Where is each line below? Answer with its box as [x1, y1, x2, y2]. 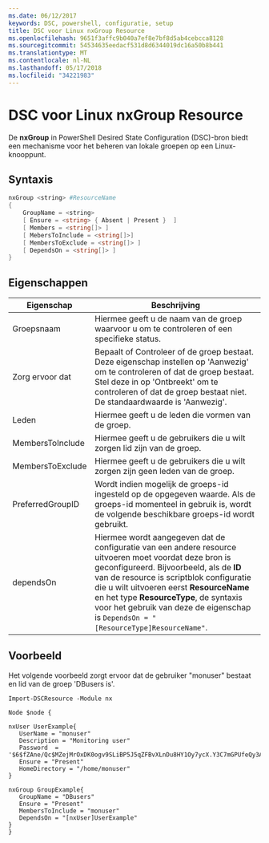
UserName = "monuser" [18, 729, 91, 738]
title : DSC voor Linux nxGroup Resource [8, 26, 146, 34]
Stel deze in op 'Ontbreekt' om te [94, 376, 219, 387]
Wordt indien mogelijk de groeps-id [94, 479, 230, 490]
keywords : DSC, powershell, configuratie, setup [8, 19, 174, 27]
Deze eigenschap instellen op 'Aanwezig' [94, 356, 250, 367]
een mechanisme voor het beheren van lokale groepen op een [8, 141, 214, 151]
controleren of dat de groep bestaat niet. [94, 387, 247, 398]
